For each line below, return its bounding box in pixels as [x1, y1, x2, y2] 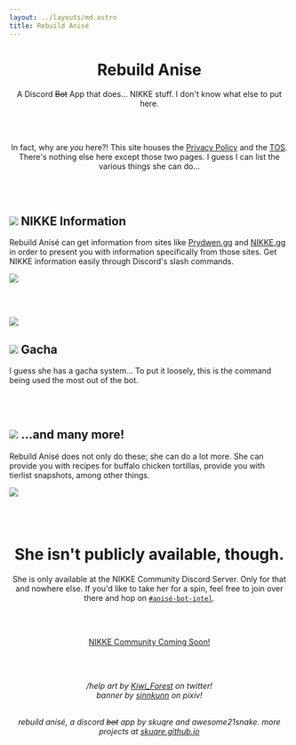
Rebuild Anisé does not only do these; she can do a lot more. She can [9, 451, 264, 461]
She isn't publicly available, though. [14, 544, 284, 565]
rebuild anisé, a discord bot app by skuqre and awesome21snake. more [17, 717, 282, 727]
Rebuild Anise [97, 60, 202, 80]
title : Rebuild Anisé [9, 21, 90, 30]
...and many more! [20, 428, 124, 443]
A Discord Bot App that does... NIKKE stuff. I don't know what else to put [16, 89, 283, 100]
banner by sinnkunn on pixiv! [96, 690, 203, 701]
